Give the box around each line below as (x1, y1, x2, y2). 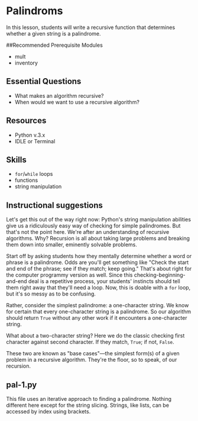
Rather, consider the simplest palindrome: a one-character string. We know (6, 302, 189, 309)
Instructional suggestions (6, 200, 103, 210)
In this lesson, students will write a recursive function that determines (6, 24, 176, 31)
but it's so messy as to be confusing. (6, 290, 96, 297)
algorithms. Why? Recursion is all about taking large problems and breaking (6, 235, 190, 242)
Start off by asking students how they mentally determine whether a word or (6, 253, 192, 260)
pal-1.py (6, 380, 37, 390)
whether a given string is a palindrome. (6, 30, 102, 37)
